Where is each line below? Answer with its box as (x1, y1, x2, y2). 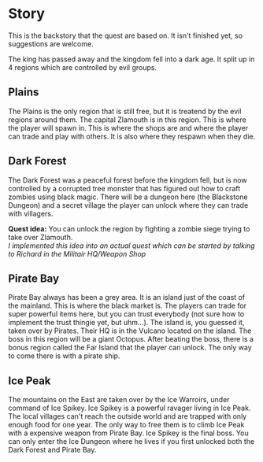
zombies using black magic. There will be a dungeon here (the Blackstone (8, 192, 248, 201)
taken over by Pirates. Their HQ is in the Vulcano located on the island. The (8, 326, 252, 335)
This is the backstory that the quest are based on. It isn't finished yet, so (8, 31, 243, 40)
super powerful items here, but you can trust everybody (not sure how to (8, 309, 245, 319)
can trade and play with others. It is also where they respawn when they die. (8, 131, 256, 141)
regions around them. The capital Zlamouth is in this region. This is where (8, 115, 246, 124)
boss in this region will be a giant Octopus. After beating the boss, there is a (8, 334, 254, 344)
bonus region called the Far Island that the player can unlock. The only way (8, 343, 252, 353)
